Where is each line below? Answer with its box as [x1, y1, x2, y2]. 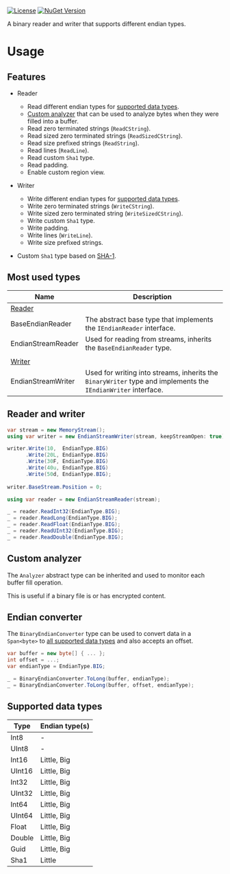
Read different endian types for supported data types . [27, 103, 179, 110]
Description [133, 292, 172, 301]
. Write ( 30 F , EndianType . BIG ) [25, 458, 109, 465]
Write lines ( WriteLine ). [27, 231, 93, 239]
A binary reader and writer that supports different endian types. [7, 20, 186, 27]
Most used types [7, 272, 81, 283]
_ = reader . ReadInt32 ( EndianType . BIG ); [7, 508, 121, 515]
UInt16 [10, 766, 33, 775]
